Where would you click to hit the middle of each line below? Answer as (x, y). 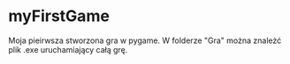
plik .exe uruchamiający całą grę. (68, 49)
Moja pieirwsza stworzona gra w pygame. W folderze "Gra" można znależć (145, 40)
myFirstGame (59, 16)
